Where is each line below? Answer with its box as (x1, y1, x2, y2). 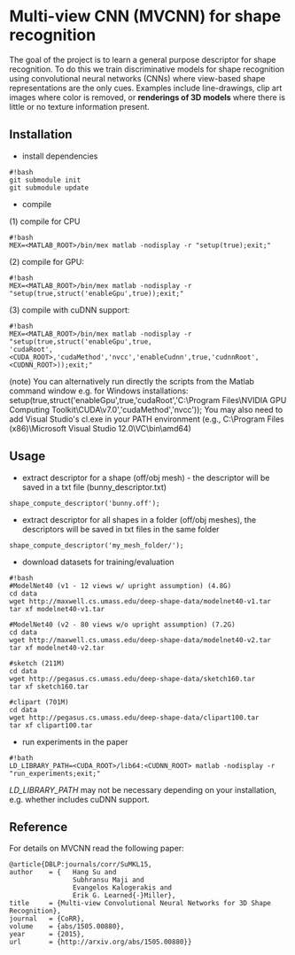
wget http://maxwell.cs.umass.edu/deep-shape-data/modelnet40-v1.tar (9, 596, 272, 606)
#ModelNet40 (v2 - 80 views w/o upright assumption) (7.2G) (9, 620, 237, 629)
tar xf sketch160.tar (9, 682, 89, 691)
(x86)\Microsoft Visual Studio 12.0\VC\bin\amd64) (9, 423, 192, 433)
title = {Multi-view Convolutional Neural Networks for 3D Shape (9, 899, 272, 908)
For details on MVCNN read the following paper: (9, 843, 184, 854)
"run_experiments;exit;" (9, 769, 101, 778)
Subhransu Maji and (72, 875, 144, 885)
